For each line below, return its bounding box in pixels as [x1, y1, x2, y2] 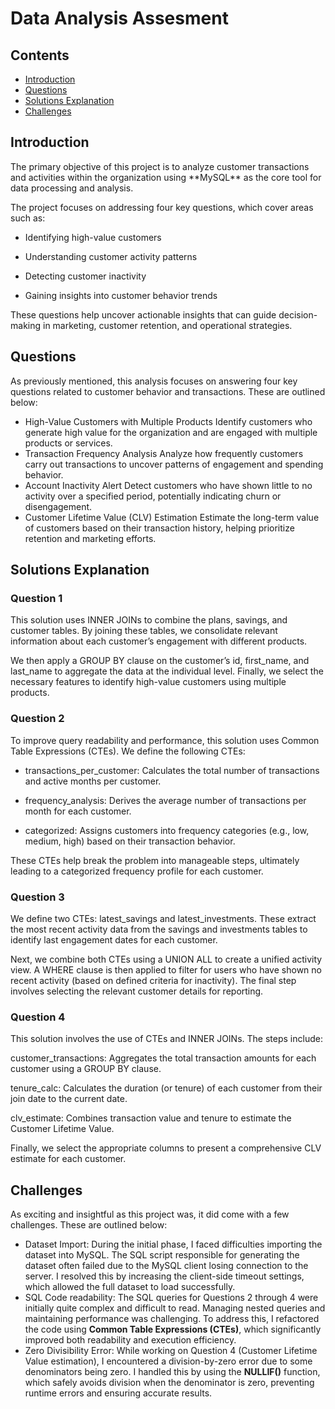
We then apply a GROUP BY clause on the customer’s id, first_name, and [10, 655, 310, 667]
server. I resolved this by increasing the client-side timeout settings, [24, 1270, 305, 1282]
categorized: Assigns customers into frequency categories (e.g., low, [24, 824, 310, 836]
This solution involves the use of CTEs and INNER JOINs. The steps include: [10, 1033, 323, 1045]
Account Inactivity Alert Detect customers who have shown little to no [24, 479, 313, 491]
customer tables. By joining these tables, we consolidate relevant [10, 625, 278, 637]
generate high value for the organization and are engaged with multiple [24, 426, 318, 438]
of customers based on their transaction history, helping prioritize [24, 522, 295, 534]
